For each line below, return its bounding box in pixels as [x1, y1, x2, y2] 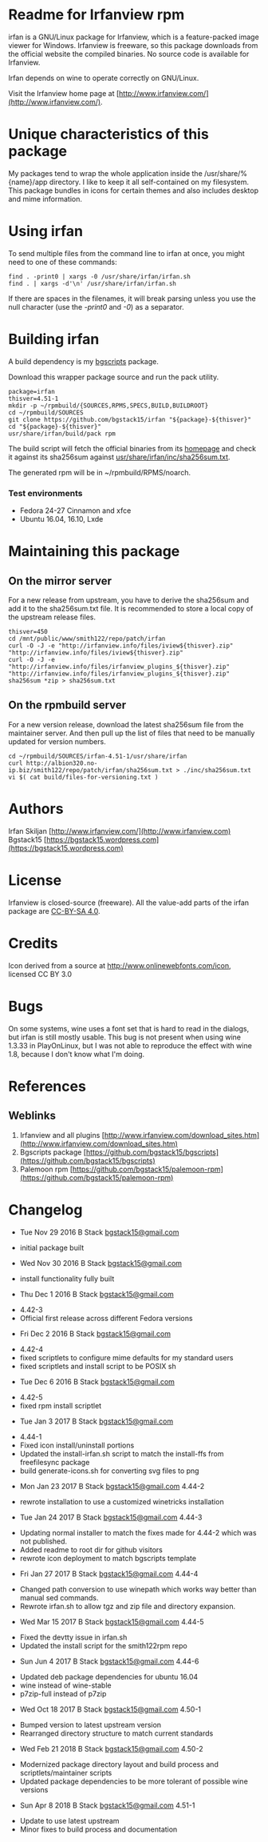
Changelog [8, 1200, 83, 1219]
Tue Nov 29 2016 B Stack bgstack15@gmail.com [19, 1227, 179, 1237]
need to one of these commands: [8, 257, 117, 266]
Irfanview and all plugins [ [19, 1130, 105, 1139]
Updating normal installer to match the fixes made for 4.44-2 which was [19, 1528, 257, 1537]
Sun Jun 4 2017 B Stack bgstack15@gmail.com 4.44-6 [19, 1656, 199, 1666]
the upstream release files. [8, 612, 96, 622]
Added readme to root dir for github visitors [19, 1544, 164, 1554]
